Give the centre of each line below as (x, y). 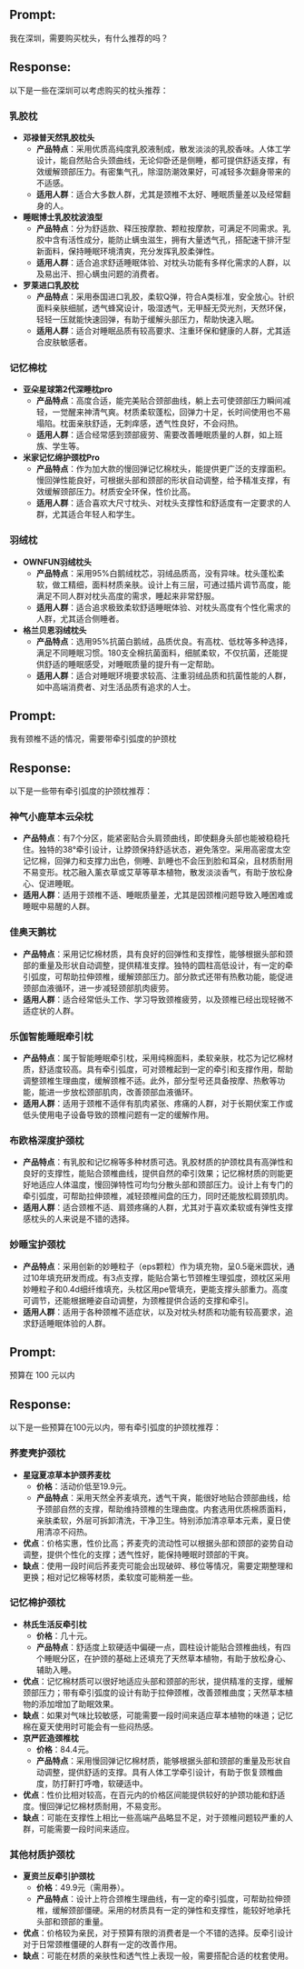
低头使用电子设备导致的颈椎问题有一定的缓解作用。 (118, 1115)
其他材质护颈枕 (42, 1854)
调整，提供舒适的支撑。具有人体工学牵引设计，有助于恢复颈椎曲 (163, 1772)
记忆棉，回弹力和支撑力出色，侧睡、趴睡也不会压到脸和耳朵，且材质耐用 (157, 861)
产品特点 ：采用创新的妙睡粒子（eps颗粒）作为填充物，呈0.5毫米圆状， (155, 1266)
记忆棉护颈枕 (38, 1603)
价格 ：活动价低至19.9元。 (83, 1486)
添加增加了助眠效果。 (78, 1704)
